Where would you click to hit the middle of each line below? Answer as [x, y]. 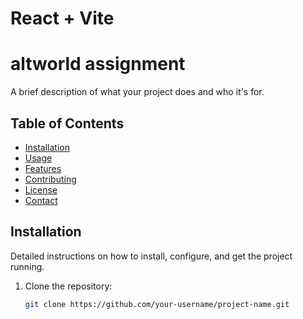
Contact [41, 200]
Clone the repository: [68, 286]
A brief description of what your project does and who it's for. [137, 92]
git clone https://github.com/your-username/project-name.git [157, 304]
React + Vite [62, 18]
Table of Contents [67, 123]
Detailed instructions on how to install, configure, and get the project [151, 256]
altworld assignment [98, 64]
